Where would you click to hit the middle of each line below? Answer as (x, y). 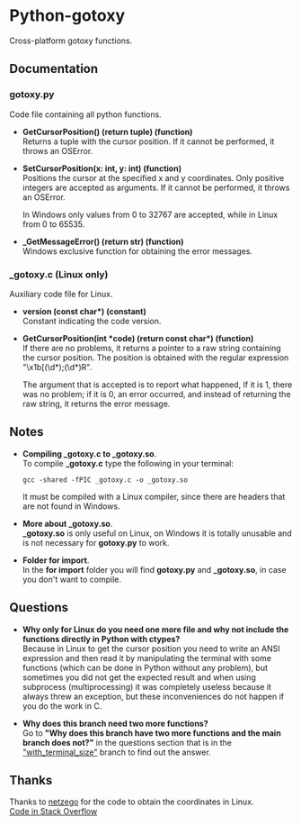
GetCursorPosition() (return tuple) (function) (107, 131)
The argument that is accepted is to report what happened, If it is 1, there (157, 385)
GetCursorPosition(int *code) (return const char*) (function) (138, 338)
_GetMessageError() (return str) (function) (103, 241)
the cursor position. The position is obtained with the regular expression (155, 358)
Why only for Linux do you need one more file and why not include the (155, 629)
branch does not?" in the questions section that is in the (127, 742)
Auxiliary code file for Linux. (61, 294)
